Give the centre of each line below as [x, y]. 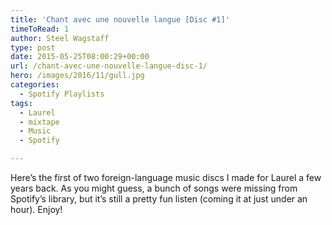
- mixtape [39, 122]
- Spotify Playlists [62, 94]
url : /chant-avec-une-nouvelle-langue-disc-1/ [109, 66]
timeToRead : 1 [40, 29]
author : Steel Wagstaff [60, 38]
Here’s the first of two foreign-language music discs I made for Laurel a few [166, 177]
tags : [21, 103]
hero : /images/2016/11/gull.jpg [77, 76]
